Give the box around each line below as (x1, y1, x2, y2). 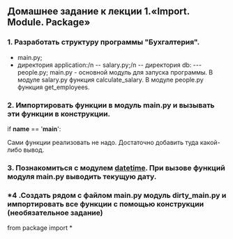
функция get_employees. (17, 83, 90, 91)
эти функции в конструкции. (7, 109, 110, 118)
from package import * (7, 224, 73, 232)
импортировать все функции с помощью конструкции (7, 199, 204, 208)
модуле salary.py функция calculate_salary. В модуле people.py (17, 75, 204, 84)
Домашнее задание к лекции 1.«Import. (7, 6, 190, 17)
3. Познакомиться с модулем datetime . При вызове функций (7, 163, 225, 173)
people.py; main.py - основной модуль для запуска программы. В (17, 68, 213, 76)
